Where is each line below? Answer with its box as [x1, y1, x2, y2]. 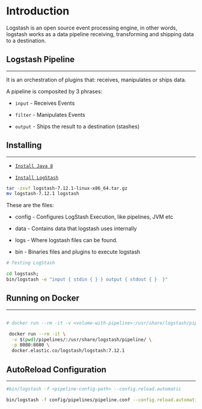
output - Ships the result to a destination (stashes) [14, 122, 140, 130]
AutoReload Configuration [6, 364, 107, 375]
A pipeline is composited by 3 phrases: [6, 87, 103, 95]
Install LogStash [14, 175, 59, 181]
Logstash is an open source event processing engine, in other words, [6, 24, 177, 31]
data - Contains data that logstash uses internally [14, 225, 137, 233]
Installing [6, 140, 42, 151]
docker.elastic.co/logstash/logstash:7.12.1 [11, 348, 125, 354]
